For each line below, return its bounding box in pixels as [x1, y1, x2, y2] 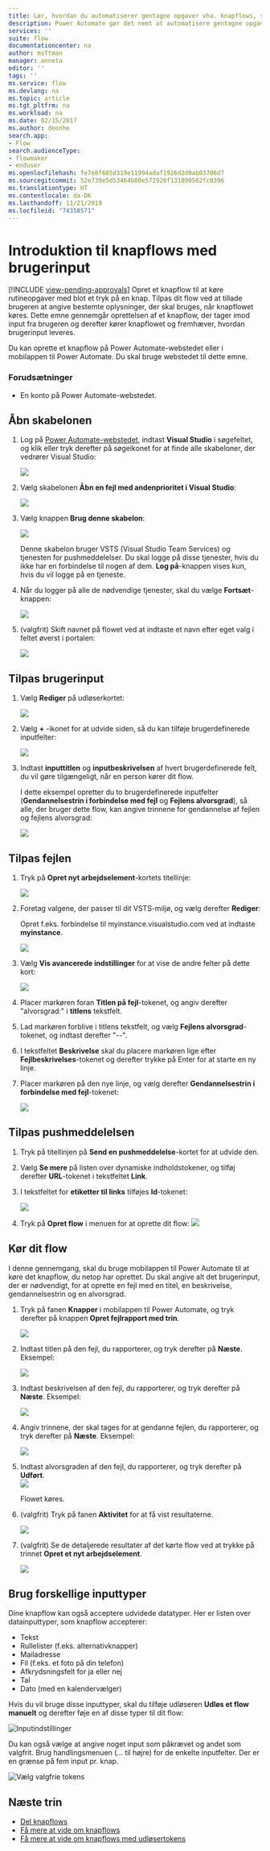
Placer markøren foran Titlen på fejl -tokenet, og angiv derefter [19, 998, 227, 1008]
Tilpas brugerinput [8, 672, 104, 685]
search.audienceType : [8, 147, 81, 155]
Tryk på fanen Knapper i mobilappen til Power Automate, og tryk [19, 1304, 235, 1314]
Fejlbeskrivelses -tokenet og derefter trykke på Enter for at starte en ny [19, 1054, 256, 1064]
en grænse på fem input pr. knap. [8, 1757, 119, 1766]
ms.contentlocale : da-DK [8, 191, 92, 200]
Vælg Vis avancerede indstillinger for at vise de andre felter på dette [19, 959, 251, 968]
